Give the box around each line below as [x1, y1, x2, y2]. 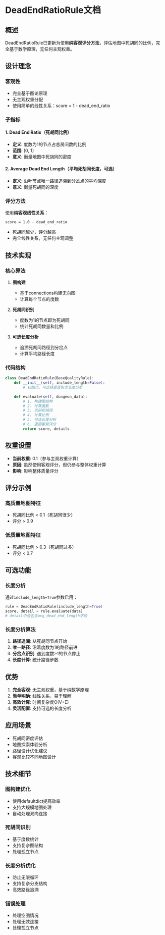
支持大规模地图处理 [12, 804, 52, 810]
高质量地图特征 [5, 500, 41, 507]
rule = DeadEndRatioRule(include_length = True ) [5, 604, 103, 609]
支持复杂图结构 [12, 842, 43, 848]
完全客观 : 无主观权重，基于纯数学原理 [12, 687, 89, 693]
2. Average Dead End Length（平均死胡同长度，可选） [5, 166, 117, 172]
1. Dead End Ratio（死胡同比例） [5, 129, 72, 135]
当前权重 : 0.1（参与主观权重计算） [12, 455, 81, 461]
